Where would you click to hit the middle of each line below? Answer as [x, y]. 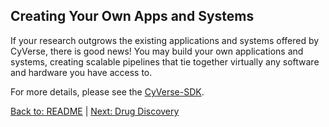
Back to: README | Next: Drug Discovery [95, 111]
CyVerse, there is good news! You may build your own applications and [157, 51]
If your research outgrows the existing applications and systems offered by [165, 40]
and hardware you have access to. [81, 72]
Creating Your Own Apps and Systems [132, 16]
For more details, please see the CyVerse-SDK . [107, 91]
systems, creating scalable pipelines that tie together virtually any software [165, 61]
